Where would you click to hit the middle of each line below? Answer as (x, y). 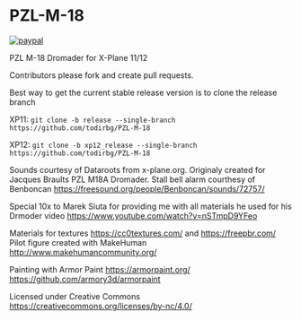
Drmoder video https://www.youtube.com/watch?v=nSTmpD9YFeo (133, 215)
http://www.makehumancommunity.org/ (83, 252)
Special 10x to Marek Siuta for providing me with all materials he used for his (150, 206)
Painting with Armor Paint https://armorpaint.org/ (100, 269)
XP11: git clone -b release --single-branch (93, 119)
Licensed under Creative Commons (75, 296)
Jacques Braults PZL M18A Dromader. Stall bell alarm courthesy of (133, 179)
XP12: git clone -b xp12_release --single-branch (103, 144)
